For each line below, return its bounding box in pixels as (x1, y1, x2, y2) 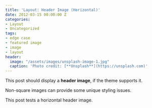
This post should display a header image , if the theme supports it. (5, 78, 143, 84)
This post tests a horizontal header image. (5, 97, 93, 103)
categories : (5, 17, 30, 22)
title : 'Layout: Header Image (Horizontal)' (5, 7, 100, 13)
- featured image (5, 40, 42, 45)
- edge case (5, 36, 30, 41)
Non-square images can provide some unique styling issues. (5, 87, 132, 93)
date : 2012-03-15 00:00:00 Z (5, 12, 67, 17)
